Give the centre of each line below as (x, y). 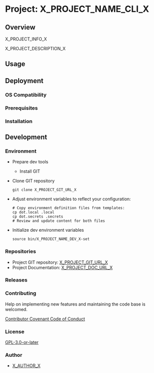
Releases (16, 280)
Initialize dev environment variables (48, 230)
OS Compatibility (26, 94)
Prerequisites (21, 108)
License (15, 332)
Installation (19, 121)
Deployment (24, 80)
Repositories (21, 251)
